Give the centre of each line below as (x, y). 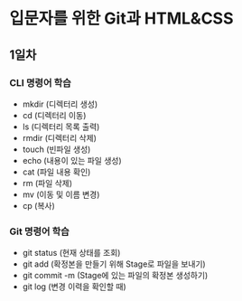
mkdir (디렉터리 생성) (60, 104)
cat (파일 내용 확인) (56, 172)
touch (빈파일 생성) (56, 149)
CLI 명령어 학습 (40, 82)
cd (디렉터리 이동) (54, 115)
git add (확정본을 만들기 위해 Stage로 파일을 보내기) (114, 264)
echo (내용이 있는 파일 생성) (72, 160)
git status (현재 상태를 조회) (71, 253)
